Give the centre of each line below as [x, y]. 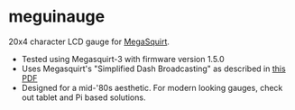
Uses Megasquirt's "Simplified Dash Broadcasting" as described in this [153, 69]
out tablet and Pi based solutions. [83, 97]
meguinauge [57, 17]
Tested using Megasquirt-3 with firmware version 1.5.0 [123, 59]
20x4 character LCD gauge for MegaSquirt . [89, 41]
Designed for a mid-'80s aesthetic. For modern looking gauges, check [152, 87]
